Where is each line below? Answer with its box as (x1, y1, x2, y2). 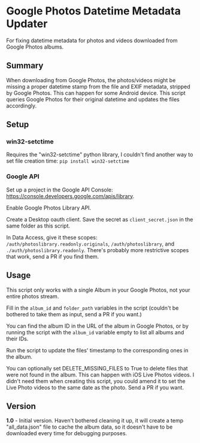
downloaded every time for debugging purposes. (6, 430, 128, 437)
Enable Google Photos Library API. (6, 204, 92, 211)
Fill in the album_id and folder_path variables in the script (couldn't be (6, 304, 179, 312)
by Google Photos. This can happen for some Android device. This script (6, 89, 186, 97)
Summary (6, 61, 44, 71)
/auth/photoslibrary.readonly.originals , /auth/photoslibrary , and (6, 240, 175, 247)
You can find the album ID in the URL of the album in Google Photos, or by (6, 322, 189, 330)
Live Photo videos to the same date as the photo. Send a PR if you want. (6, 384, 184, 391)
